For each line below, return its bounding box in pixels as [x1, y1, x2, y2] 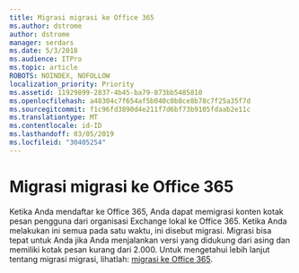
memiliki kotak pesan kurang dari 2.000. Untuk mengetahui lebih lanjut [9, 243, 270, 255]
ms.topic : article [9, 64, 78, 73]
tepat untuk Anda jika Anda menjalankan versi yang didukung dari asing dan [9, 235, 290, 245]
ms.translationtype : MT [9, 113, 99, 122]
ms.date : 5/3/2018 [9, 47, 78, 55]
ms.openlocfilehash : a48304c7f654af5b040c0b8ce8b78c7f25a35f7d [9, 96, 251, 106]
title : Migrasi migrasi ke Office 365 [9, 13, 154, 22]
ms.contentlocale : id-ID [9, 122, 102, 131]
